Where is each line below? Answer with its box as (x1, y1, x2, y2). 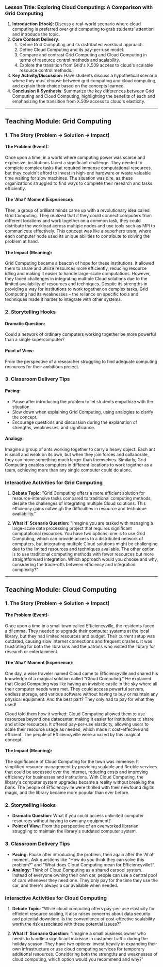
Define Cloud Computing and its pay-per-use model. (19, 47, 125, 52)
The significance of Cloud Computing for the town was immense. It (5, 759, 139, 764)
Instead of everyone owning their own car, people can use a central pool (12, 872, 157, 878)
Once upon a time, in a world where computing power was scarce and (5, 155, 146, 160)
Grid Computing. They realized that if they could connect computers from (5, 213, 152, 219)
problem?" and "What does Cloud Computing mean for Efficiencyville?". (12, 862, 156, 867)
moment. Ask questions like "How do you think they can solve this (12, 857, 145, 863)
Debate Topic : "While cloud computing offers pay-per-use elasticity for (12, 905, 155, 911)
